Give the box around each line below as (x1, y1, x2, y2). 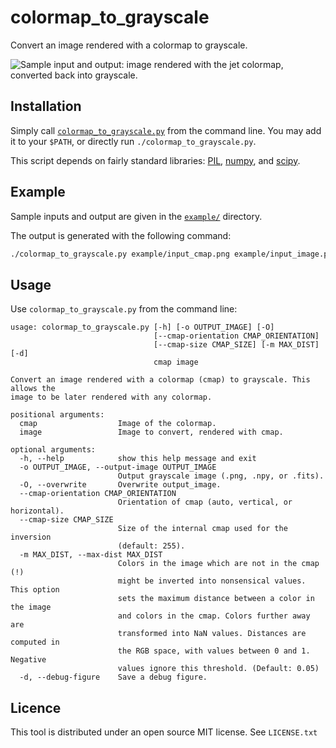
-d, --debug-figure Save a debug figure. (19, 672, 208, 683)
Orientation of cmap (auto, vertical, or (117, 497, 293, 508)
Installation (10, 98, 82, 115)
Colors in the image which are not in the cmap (117, 559, 320, 569)
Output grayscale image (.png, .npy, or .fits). (117, 471, 325, 481)
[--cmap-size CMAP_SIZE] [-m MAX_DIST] (153, 340, 320, 350)
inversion (10, 532, 52, 543)
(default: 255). (117, 541, 186, 551)
